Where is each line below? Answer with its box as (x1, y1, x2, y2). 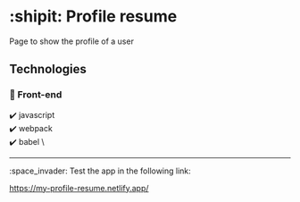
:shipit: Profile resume (9, 6, 178, 27)
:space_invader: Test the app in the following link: (9, 165, 192, 176)
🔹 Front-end (9, 88, 62, 101)
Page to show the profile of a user (9, 36, 134, 46)
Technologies (9, 62, 87, 77)
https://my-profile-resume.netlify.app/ (9, 182, 149, 193)
